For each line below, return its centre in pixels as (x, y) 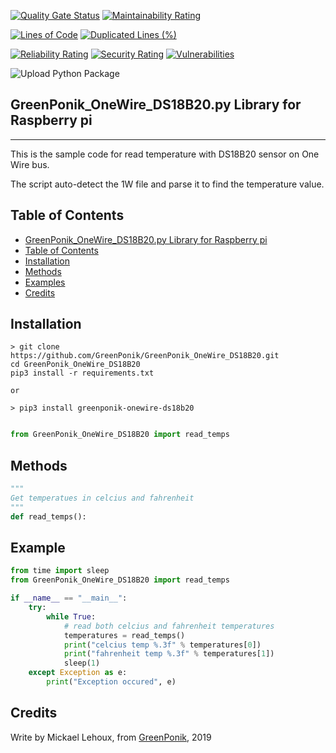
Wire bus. (30, 164)
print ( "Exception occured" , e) (111, 682)
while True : (71, 616)
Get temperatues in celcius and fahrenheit (102, 498)
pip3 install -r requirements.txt (82, 373)
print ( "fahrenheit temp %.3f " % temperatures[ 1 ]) (169, 654)
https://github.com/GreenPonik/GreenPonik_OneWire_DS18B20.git (145, 356)
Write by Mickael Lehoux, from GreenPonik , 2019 (111, 737)
